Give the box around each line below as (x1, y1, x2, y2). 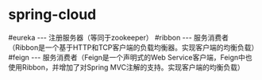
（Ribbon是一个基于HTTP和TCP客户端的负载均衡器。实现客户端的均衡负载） (8, 42, 259, 52)
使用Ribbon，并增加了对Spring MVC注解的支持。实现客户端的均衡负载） (8, 62, 245, 72)
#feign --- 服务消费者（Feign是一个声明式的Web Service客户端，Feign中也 (8, 52, 252, 62)
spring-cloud (8, 6, 97, 24)
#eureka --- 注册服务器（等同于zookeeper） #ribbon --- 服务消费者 (8, 32, 229, 42)
